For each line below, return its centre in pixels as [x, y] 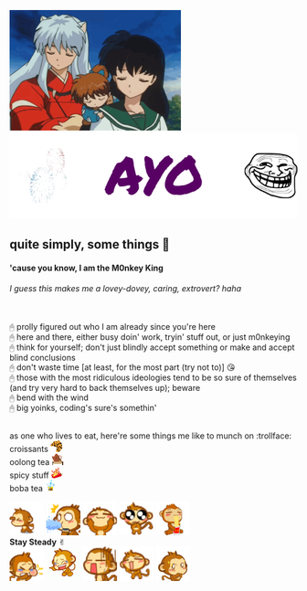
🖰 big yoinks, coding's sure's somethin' [83, 407]
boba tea [26, 488]
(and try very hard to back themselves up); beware [105, 387]
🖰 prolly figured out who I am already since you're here [113, 326]
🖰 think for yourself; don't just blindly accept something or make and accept [152, 347]
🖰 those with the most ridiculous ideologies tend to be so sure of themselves [153, 377]
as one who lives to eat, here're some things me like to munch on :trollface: [151, 436]
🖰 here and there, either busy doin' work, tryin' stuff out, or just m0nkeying [150, 337]
